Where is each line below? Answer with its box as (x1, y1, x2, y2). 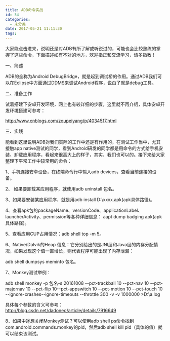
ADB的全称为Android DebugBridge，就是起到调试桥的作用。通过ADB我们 (5, 73, 158, 79)
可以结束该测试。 (5, 330, 41, 336)
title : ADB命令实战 (5, 7, 44, 13)
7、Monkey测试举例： (5, 270, 52, 275)
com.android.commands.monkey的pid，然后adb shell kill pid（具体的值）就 (5, 324, 163, 330)
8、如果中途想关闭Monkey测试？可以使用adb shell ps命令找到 (5, 318, 134, 324)
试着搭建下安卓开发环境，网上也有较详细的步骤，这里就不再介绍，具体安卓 (5, 101, 160, 107)
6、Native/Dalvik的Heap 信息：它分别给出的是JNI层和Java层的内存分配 (5, 242, 154, 247)
